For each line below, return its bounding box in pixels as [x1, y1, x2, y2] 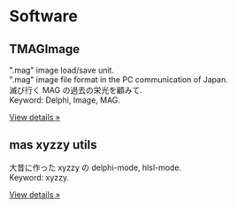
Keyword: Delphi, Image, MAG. [9, 95, 121, 105]
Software [9, 6, 78, 27]
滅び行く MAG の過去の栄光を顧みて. [9, 85, 143, 95]
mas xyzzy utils [9, 137, 97, 152]
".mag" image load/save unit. [9, 65, 115, 75]
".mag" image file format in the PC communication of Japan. [9, 74, 228, 85]
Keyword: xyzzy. [9, 172, 70, 182]
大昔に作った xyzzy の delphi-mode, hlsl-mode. [9, 162, 182, 173]
